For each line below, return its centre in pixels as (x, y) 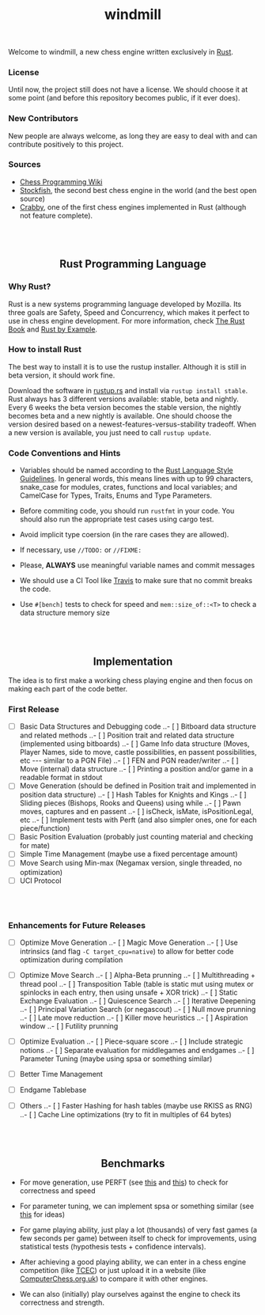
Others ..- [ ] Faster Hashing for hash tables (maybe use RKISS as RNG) (136, 1106)
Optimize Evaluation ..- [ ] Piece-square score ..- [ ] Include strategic (131, 1041)
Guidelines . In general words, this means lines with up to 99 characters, (136, 479)
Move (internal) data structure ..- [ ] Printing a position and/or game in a (136, 769)
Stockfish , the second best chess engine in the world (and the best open (138, 190)
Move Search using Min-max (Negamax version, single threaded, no (131, 863)
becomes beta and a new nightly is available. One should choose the (120, 415)
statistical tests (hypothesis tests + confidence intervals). (113, 1247)
